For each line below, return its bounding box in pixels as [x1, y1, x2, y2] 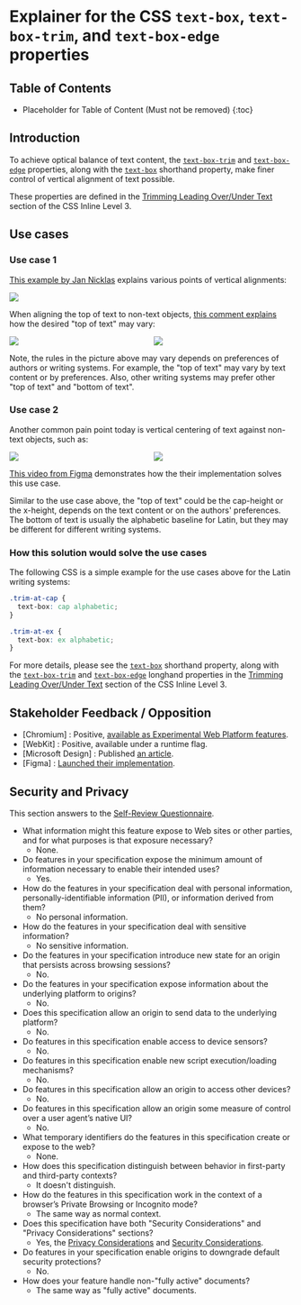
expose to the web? [22, 1141, 96, 1152]
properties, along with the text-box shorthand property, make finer [27, 164, 275, 175]
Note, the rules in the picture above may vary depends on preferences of [9, 352, 279, 363]
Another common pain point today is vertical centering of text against [9, 424, 267, 434]
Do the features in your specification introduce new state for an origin [22, 949, 280, 961]
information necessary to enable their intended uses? [22, 863, 220, 874]
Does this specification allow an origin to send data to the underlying [22, 1007, 277, 1018]
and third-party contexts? [22, 1170, 118, 1181]
